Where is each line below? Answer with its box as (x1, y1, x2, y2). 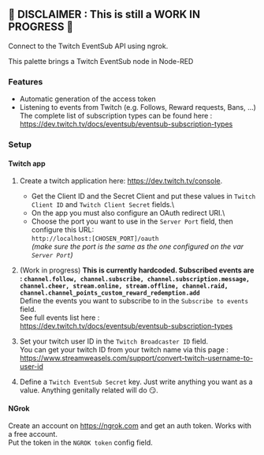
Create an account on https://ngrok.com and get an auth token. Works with (8, 421, 252, 431)
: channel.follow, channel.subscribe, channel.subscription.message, (19, 274, 250, 284)
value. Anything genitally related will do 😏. (19, 385, 159, 395)
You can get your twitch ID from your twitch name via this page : (19, 345, 229, 355)
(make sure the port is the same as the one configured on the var (31, 242, 244, 251)
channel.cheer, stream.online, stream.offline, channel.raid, (19, 282, 229, 291)
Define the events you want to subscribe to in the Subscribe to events (19, 296, 249, 306)
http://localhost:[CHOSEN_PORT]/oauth (31, 235, 159, 243)
